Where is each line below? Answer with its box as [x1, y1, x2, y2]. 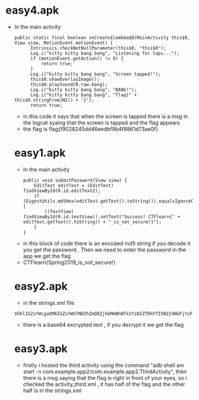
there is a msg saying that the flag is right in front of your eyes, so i [23, 374, 187, 381]
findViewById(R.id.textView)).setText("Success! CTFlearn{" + [23, 213, 181, 220]
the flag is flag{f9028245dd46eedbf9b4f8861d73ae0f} [23, 125, 159, 133]
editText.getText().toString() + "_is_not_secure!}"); [23, 219, 162, 225]
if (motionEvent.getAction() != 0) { [30, 55, 124, 61]
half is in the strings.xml [23, 387, 81, 394]
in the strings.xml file [23, 299, 75, 306]
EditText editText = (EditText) [34, 182, 114, 188]
